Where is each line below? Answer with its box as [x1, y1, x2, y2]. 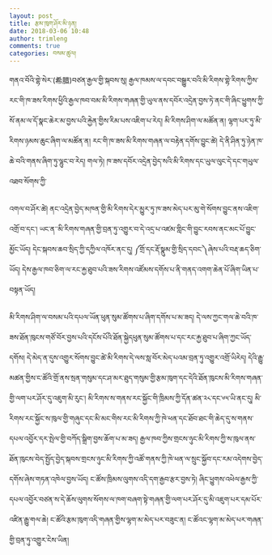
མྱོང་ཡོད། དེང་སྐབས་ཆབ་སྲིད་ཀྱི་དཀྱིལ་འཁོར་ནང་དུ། [9, 245, 133, 254]
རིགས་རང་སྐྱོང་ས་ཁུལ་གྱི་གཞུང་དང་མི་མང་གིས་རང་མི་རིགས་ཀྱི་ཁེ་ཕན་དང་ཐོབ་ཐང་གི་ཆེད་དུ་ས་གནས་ [9, 414, 254, 423]
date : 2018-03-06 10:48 [9, 27, 90, 35]
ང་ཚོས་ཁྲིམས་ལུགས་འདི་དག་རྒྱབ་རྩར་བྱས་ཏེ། [89, 475, 198, 484]
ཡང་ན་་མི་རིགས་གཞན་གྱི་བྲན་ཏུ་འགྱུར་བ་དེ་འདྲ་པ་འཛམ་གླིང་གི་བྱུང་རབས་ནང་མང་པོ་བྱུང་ [39, 224, 257, 233]
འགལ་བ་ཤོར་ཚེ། [9, 204, 49, 213]
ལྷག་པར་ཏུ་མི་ [227, 116, 262, 126]
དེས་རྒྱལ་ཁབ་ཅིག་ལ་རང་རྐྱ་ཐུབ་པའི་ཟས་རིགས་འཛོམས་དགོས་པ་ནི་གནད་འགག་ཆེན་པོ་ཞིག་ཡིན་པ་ [22, 265, 260, 274]
